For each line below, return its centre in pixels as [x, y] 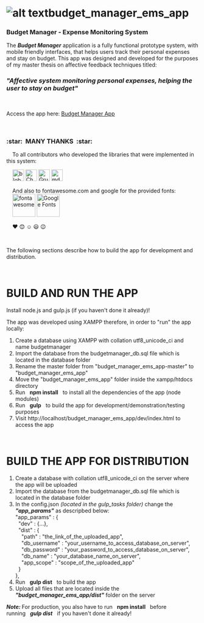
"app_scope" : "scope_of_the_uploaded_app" [78, 563]
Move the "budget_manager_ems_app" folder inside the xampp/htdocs [104, 379]
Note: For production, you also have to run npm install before [86, 607]
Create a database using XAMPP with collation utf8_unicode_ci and [99, 341]
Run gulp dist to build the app [55, 582]
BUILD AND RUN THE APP [72, 293]
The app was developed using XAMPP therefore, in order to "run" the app [99, 322]
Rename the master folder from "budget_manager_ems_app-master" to [104, 366]
